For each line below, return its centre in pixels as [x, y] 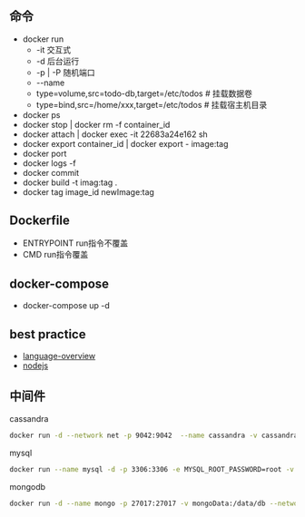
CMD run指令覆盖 [55, 255]
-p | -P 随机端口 [65, 72]
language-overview [59, 356]
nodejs [35, 366]
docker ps [41, 114]
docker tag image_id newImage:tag [88, 191]
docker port [44, 153]
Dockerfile [40, 220]
